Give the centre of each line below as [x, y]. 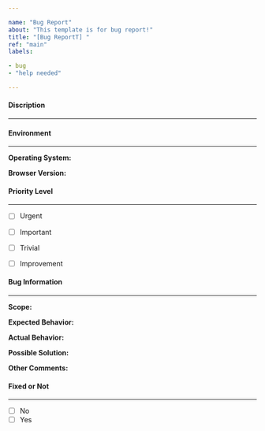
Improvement [41, 263]
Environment [30, 133]
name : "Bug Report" [40, 22]
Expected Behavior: [41, 322]
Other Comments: [38, 368]
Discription [27, 105]
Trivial [30, 247]
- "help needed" [35, 73]
